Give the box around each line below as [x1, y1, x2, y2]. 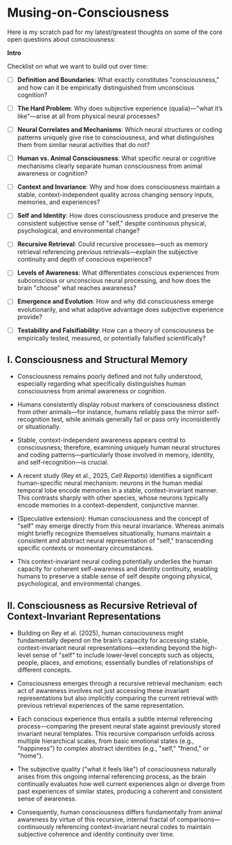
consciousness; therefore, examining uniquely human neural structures [17, 443, 220, 452]
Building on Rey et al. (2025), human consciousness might [17, 629, 184, 638]
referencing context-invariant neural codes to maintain [55, 823, 211, 831]
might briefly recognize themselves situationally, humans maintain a [17, 529, 211, 538]
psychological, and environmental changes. [17, 579, 142, 588]
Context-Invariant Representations [7, 611, 161, 622]
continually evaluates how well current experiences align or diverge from [17, 780, 225, 788]
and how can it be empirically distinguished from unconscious [17, 83, 195, 92]
